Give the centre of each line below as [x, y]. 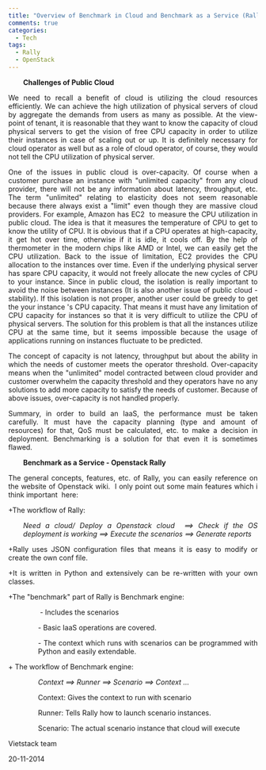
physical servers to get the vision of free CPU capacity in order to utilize [133, 131]
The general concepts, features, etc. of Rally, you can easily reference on [133, 477]
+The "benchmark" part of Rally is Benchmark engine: [96, 596]
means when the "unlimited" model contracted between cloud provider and [133, 373]
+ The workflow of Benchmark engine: [71, 666]
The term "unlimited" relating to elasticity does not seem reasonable [133, 197]
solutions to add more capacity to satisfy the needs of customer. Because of [133, 389]
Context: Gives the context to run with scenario [115, 697]
